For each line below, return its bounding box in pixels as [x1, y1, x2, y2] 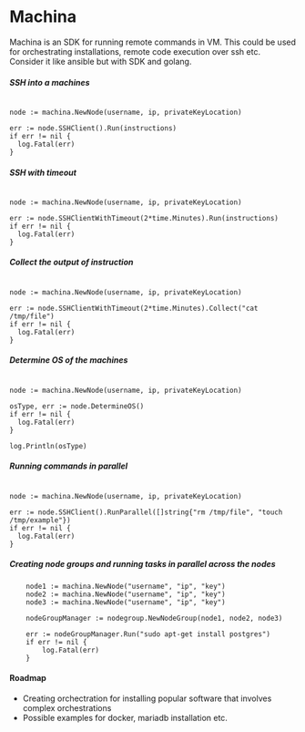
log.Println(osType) [9, 441, 88, 450]
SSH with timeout [9, 167, 77, 178]
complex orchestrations [22, 702, 112, 713]
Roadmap [9, 673, 47, 684]
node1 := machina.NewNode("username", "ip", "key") [25, 582, 226, 591]
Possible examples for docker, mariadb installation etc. [22, 712, 228, 723]
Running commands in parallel [9, 460, 128, 471]
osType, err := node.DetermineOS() [9, 401, 145, 411]
